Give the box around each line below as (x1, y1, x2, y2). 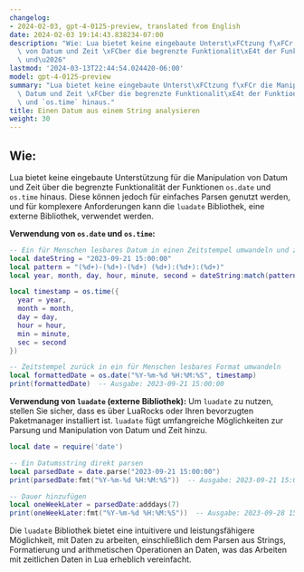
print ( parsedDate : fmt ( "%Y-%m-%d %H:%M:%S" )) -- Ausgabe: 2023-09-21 (9, 475, 278, 485)
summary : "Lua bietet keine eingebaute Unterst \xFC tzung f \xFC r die (9, 81, 273, 90)
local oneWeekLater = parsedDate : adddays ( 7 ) (9, 500, 180, 509)
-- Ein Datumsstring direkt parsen (9, 459, 144, 468)
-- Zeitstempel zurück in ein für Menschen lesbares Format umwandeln (9, 363, 281, 372)
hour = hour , (17, 321, 67, 330)
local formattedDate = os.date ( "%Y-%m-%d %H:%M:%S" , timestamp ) (9, 371, 257, 381)
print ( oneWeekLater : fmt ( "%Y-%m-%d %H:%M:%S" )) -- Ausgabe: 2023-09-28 (9, 509, 285, 518)
